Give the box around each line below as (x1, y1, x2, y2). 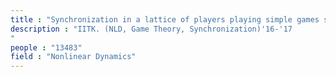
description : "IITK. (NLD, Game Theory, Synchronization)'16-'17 (10, 24, 293, 34)
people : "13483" (10, 42, 83, 53)
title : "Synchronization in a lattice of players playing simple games (10, 14, 320, 25)
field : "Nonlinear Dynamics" (10, 52, 137, 62)
